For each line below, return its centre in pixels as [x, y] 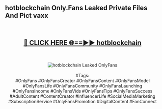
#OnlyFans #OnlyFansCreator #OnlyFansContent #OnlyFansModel [82, 81]
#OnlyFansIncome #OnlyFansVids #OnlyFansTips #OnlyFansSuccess [82, 91]
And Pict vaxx [27, 16]
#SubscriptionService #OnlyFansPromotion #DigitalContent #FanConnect [82, 101]
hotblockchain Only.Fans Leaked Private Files [76, 8]
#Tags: [82, 75]
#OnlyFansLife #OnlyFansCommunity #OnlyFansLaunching [82, 86]
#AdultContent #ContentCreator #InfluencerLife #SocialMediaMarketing [82, 96]
